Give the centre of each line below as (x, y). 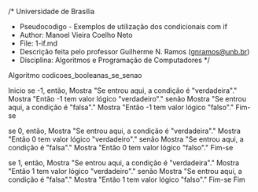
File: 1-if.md (38, 43)
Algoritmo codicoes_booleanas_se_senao (75, 75)
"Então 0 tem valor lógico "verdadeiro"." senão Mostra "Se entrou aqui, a (126, 139)
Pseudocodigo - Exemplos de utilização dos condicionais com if (123, 26)
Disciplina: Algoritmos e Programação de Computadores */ (115, 60)
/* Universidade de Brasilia (52, 11)
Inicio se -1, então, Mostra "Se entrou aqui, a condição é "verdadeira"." (123, 90)
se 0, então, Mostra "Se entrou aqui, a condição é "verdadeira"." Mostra (125, 131)
